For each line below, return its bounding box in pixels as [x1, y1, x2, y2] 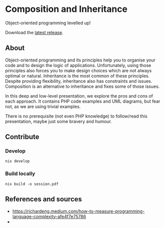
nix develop [5, 159, 30, 164]
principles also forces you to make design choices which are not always [5, 67, 152, 73]
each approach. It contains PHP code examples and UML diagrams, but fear [5, 98, 161, 104]
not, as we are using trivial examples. [5, 103, 81, 110]
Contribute [5, 133, 40, 141]
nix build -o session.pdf [5, 181, 58, 186]
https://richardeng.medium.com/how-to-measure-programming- [12, 208, 145, 214]
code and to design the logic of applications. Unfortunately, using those [5, 62, 152, 68]
